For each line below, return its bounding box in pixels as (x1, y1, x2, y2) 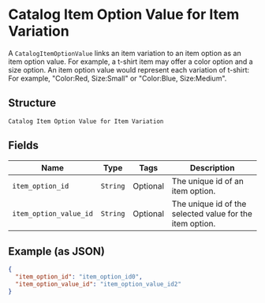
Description (189, 162, 235, 173)
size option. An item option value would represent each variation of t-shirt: (8, 65, 250, 74)
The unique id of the (171, 198, 247, 209)
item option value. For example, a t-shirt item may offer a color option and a (8, 57, 254, 66)
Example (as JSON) (8, 245, 105, 258)
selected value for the (171, 208, 252, 219)
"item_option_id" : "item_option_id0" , (15, 273, 144, 281)
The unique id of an (171, 175, 244, 186)
